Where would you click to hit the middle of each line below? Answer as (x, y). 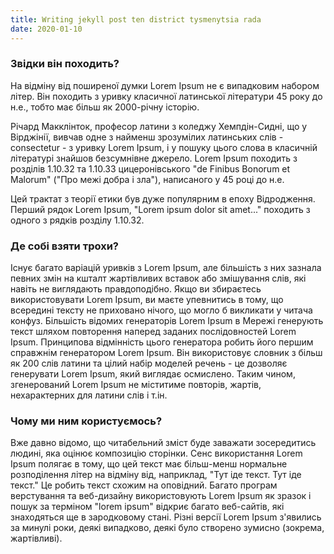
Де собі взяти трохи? (64, 246)
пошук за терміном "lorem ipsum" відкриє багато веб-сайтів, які (147, 507)
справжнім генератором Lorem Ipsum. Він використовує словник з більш (166, 353)
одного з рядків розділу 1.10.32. (77, 220)
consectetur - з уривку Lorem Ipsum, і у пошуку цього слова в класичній (164, 147)
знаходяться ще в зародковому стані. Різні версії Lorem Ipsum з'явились (166, 517)
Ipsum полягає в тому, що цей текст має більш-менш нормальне (149, 464)
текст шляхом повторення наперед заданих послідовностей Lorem (153, 332)
